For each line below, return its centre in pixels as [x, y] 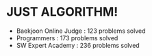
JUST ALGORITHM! [62, 12]
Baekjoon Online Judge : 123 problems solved [81, 31]
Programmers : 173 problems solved [67, 38]
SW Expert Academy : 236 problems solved [78, 45]
